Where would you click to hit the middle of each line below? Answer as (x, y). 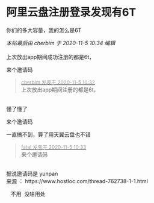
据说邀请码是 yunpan (32, 173)
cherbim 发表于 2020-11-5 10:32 (58, 82)
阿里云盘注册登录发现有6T (71, 12)
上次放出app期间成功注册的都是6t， (51, 57)
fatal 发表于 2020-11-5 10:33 (54, 147)
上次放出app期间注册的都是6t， (60, 89)
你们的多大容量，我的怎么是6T (44, 30)
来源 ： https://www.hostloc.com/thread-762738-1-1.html (77, 181)
